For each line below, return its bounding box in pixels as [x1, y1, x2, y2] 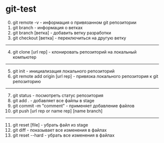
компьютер [12, 54, 37, 60]
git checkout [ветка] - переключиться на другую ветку [12, 35, 127, 41]
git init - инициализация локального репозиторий [12, 68, 115, 74]
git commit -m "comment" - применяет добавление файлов [12, 103, 135, 108]
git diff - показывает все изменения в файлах [12, 127, 107, 133]
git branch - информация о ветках [12, 24, 83, 30]
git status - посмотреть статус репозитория [12, 92, 104, 98]
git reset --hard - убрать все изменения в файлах [12, 132, 115, 138]
